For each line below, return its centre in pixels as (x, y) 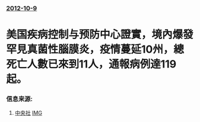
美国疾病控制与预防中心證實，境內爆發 (100, 35)
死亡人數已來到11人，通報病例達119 (91, 64)
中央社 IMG (28, 113)
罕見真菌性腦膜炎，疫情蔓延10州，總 (95, 49)
